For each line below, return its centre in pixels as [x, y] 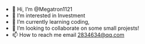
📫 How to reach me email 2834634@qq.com [68, 35]
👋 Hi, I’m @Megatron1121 [42, 9]
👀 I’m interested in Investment [49, 15]
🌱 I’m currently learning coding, [51, 22]
